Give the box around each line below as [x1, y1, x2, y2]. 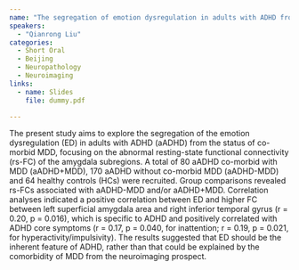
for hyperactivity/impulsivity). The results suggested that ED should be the [9, 233, 282, 243]
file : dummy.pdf [25, 95, 86, 105]
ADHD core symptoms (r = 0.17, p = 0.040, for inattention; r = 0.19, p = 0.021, [9, 223, 289, 233]
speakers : [9, 21, 46, 30]
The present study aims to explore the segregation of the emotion [9, 128, 251, 139]
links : [9, 79, 34, 88]
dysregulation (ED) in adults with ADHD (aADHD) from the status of [9, 137, 255, 148]
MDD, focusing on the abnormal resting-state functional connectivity [36, 147, 289, 158]
